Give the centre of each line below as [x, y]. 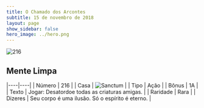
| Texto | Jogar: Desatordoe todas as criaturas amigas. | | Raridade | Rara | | [101, 92]
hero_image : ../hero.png [38, 35]
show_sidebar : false [33, 29]
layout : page [23, 23]
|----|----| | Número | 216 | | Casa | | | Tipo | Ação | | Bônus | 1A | [102, 85]
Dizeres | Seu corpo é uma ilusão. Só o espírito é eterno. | [79, 98]
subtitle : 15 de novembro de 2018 [50, 18]
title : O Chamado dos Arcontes [46, 12]
